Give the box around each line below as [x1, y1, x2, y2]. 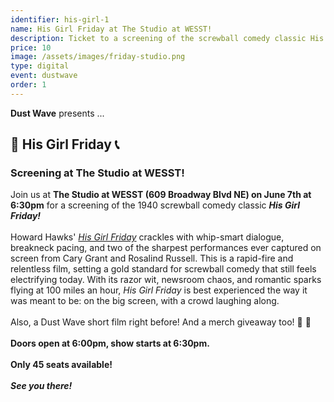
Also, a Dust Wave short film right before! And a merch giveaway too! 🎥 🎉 [10, 316, 312, 328]
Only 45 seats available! [10, 359, 113, 371]
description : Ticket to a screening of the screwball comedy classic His [10, 33, 325, 43]
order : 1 [10, 80, 47, 90]
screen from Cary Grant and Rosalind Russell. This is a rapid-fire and [10, 252, 294, 265]
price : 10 [10, 42, 52, 53]
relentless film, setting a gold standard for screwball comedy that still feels [10, 263, 317, 275]
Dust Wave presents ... [10, 107, 105, 119]
